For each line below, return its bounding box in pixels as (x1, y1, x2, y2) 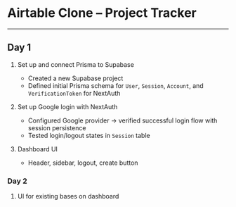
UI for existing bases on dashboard (17, 192, 119, 201)
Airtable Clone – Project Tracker (7, 5, 197, 21)
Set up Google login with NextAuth (17, 102, 118, 111)
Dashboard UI (17, 144, 58, 153)
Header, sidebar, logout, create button (27, 158, 138, 167)
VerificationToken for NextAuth (27, 89, 121, 97)
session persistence (27, 123, 86, 132)
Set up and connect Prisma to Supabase (17, 60, 135, 68)
